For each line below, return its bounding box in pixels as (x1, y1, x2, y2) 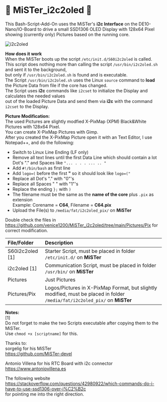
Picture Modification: (5, 113, 50, 119)
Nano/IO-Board (5, 26, 37, 32)
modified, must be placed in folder (44, 290, 125, 297)
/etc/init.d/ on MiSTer (44, 253, 101, 260)
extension (12, 196, 33, 203)
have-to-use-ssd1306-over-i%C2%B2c (5, 386, 86, 392)
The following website (5, 375, 51, 381)
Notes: (5, 309, 20, 315)
